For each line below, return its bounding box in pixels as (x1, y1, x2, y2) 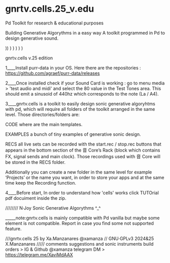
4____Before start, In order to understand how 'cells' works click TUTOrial (5, 189, 159, 196)
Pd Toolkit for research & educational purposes (5, 20, 104, 26)
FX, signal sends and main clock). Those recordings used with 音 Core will (5, 153, 161, 159)
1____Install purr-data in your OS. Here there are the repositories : (5, 65, 141, 71)
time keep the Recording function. (5, 180, 77, 186)
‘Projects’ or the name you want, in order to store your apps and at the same (5, 174, 164, 181)
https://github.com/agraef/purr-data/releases (5, 70, 100, 76)
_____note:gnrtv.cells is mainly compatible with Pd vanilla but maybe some (5, 215, 160, 221)
